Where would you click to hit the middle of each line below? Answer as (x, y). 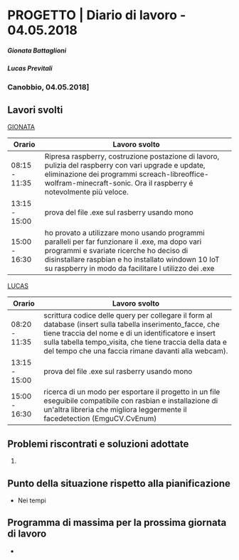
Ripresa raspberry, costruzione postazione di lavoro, (132, 156)
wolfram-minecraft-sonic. (89, 183)
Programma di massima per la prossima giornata (117, 523)
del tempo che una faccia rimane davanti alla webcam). (136, 351)
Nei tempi (32, 500)
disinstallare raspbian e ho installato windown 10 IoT (132, 259)
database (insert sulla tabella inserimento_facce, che (132, 325)
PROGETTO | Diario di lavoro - (97, 15)
